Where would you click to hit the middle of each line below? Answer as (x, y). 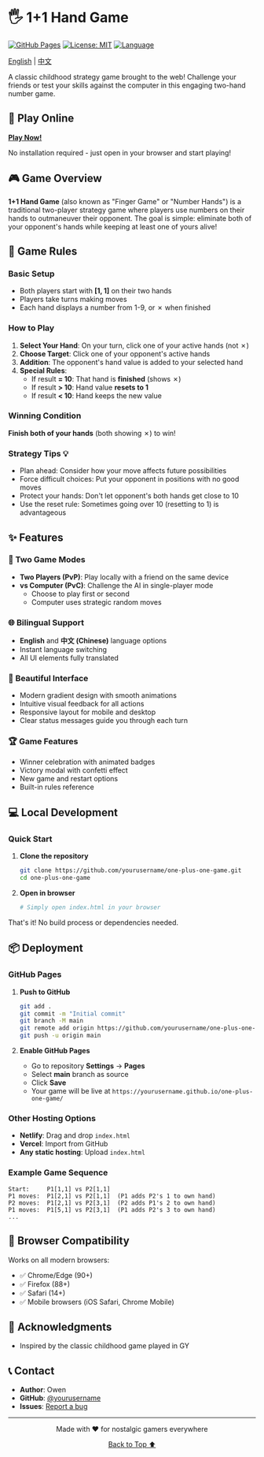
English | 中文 (30, 61)
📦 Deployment (46, 948)
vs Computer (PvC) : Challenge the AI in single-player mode (116, 585)
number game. (32, 93)
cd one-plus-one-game (55, 878)
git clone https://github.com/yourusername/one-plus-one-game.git (130, 870)
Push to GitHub (45, 992)
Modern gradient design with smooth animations (98, 695)
